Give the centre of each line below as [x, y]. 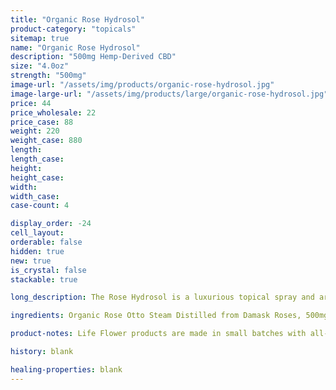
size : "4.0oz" [40, 66]
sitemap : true [40, 38]
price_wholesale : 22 [53, 112]
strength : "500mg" [48, 76]
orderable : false [46, 242]
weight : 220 [35, 131]
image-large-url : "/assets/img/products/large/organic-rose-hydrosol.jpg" [169, 94]
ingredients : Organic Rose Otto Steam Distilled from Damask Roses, [156, 316]
